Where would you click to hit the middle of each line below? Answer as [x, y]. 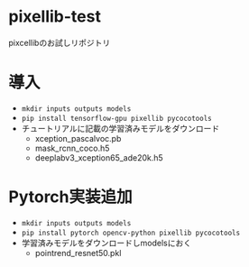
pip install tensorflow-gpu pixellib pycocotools [117, 118]
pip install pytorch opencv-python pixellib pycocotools [131, 233]
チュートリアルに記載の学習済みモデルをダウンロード [120, 128]
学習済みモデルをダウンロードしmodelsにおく [106, 243]
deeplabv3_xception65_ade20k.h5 [99, 157]
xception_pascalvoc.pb [78, 138]
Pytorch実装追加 [70, 197]
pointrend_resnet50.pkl [78, 253]
